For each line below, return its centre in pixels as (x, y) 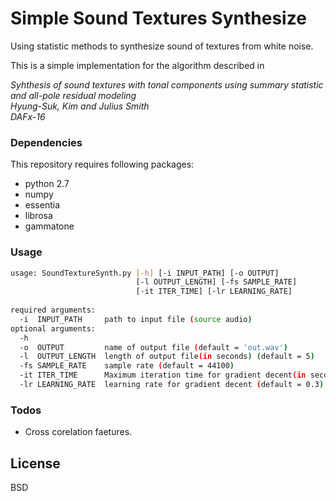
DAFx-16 (28, 116)
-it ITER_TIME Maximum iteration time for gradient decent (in (163, 375)
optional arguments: (53, 328)
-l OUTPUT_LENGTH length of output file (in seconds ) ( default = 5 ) (167, 357)
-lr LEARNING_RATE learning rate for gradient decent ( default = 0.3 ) (172, 385)
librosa (38, 216)
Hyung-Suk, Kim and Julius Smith (80, 106)
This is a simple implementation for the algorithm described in (137, 65)
